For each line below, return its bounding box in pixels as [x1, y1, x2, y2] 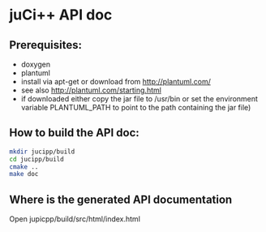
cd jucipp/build [9, 155, 64, 163]
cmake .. [9, 162, 39, 171]
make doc [9, 170, 39, 178]
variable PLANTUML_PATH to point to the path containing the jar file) [20, 103, 251, 112]
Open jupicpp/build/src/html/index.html [9, 214, 141, 224]
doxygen [20, 59, 51, 69]
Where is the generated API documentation [9, 192, 233, 206]
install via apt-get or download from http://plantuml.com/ [20, 77, 212, 86]
